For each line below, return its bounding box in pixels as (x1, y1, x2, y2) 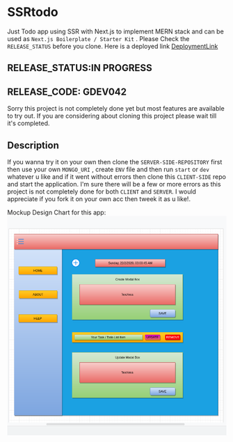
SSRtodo (7, 4, 59, 20)
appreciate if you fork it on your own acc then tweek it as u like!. (7, 194, 191, 203)
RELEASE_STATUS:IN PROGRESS (7, 62, 153, 74)
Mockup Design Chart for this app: (7, 208, 106, 216)
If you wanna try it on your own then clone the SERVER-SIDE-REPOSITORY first (7, 157, 223, 166)
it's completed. (7, 119, 50, 127)
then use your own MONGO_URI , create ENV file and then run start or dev (7, 165, 210, 173)
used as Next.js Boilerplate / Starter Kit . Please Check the (7, 34, 190, 42)
